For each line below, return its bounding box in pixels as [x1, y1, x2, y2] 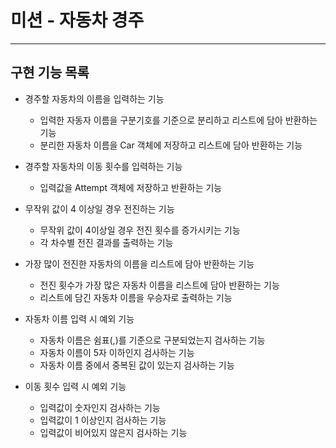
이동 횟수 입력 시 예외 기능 [24, 380, 127, 392]
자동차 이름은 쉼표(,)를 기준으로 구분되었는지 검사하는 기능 [39, 334, 266, 346]
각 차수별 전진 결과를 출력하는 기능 [39, 236, 174, 248]
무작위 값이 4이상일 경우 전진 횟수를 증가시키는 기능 [39, 224, 241, 236]
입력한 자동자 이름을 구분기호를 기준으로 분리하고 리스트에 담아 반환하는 [39, 114, 318, 126]
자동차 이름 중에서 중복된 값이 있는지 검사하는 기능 [39, 359, 235, 371]
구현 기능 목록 [10, 64, 90, 81]
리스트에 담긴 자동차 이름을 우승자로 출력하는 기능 [39, 291, 233, 303]
